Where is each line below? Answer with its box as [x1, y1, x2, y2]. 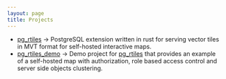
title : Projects [7, 16, 53, 23]
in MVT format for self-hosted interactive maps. [16, 42, 152, 50]
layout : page [7, 10, 45, 17]
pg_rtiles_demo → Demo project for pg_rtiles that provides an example [16, 49, 216, 58]
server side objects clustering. [16, 64, 103, 72]
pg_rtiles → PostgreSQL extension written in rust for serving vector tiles [16, 35, 219, 43]
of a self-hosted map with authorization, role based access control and [16, 57, 218, 65]
